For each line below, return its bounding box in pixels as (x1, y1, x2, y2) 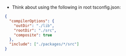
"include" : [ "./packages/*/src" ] (9, 42, 79, 47)
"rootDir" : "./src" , (14, 27, 57, 33)
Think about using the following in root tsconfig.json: (12, 4, 121, 10)
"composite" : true (14, 32, 52, 37)
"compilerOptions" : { (9, 18, 55, 23)
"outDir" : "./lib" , (14, 23, 55, 28)
